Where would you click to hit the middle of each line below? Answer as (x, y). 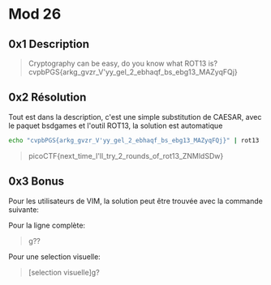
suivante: (24, 209)
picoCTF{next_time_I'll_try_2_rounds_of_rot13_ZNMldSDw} (126, 155)
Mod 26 (35, 14)
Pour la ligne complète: (47, 225)
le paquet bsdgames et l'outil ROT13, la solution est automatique (116, 125)
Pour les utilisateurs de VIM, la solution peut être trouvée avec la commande (136, 201)
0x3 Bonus (37, 182)
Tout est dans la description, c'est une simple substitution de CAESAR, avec (135, 117)
